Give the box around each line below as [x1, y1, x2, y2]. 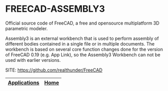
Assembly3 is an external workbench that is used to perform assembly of [5, 35, 159, 41]
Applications [8, 79, 40, 86]
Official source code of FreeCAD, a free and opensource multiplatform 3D [5, 20, 159, 26]
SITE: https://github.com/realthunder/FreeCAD [5, 67, 103, 73]
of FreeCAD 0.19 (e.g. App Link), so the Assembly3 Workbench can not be [5, 52, 160, 58]
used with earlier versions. [5, 57, 61, 63]
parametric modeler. [5, 25, 48, 31]
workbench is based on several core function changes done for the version [5, 46, 163, 52]
